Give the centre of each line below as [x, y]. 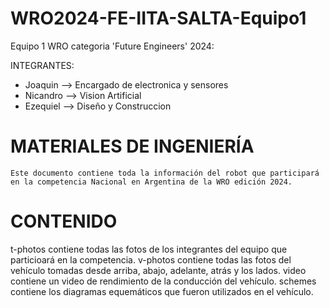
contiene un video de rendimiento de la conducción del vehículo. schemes [163, 281]
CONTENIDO [64, 221]
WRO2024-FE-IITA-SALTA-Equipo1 [158, 18]
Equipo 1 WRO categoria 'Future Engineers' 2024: [112, 46]
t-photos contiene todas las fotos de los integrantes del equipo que [149, 249]
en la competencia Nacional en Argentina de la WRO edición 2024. [151, 182]
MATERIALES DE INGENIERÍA [132, 146]
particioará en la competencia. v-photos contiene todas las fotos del [151, 259]
